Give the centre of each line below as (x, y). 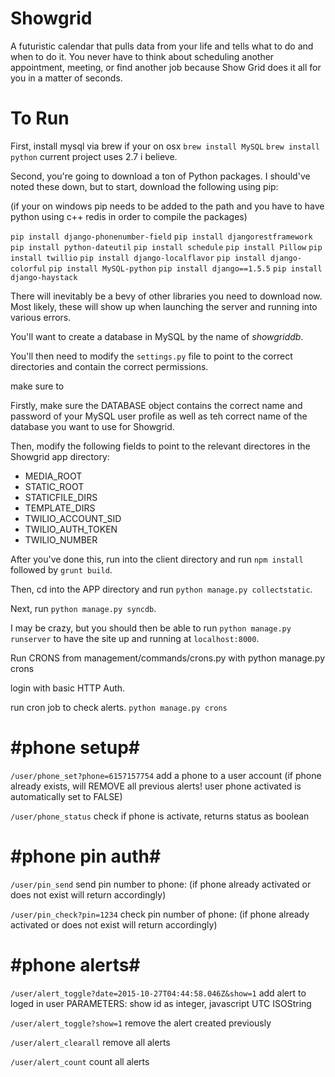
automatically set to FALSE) (66, 796)
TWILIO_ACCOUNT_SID (73, 518)
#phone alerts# (75, 964)
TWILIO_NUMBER (61, 539)
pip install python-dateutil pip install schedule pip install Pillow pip (166, 247)
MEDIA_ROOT (53, 476)
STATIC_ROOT (54, 486)
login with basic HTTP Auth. (68, 688)
